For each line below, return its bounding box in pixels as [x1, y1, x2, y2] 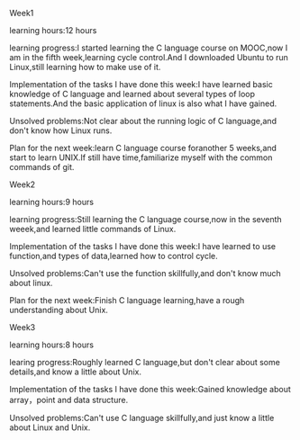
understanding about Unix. [9, 305, 108, 315]
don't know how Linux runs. [9, 125, 113, 136]
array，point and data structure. [9, 395, 129, 405]
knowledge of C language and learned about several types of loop [9, 89, 255, 99]
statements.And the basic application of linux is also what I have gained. [9, 98, 277, 109]
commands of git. [9, 162, 75, 172]
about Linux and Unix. [9, 422, 91, 433]
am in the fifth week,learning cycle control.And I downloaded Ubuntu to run [9, 52, 288, 62]
